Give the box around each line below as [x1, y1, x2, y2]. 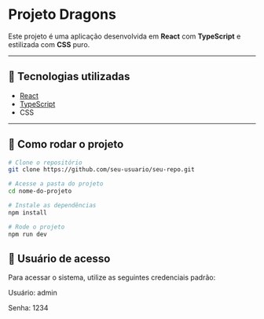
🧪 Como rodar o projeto [8, 137, 124, 151]
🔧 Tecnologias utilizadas [8, 70, 130, 83]
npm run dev [8, 230, 47, 238]
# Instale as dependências [8, 202, 97, 210]
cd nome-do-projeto [8, 187, 72, 196]
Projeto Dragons [8, 5, 116, 24]
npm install [8, 208, 47, 217]
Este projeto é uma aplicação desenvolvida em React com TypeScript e [8, 31, 241, 41]
